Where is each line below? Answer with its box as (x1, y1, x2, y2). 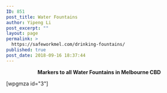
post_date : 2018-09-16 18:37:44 (6, 52, 86, 58)
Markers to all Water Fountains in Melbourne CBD (37, 68, 161, 75)
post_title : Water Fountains (6, 14, 78, 20)
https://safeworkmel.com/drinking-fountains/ (11, 42, 126, 48)
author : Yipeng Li (6, 19, 51, 25)
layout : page (6, 31, 38, 36)
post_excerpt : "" (6, 25, 49, 31)
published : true (6, 47, 46, 53)
